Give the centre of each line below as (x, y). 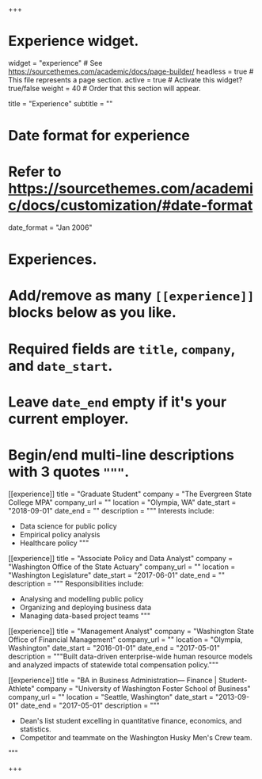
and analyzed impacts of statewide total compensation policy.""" (114, 664)
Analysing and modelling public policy (82, 598)
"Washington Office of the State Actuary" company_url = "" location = (122, 567)
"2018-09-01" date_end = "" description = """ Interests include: (112, 510)
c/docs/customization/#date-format (131, 206)
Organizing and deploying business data (85, 607)
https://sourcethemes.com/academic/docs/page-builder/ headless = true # (131, 71)
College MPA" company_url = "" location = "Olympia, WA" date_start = (122, 502)
